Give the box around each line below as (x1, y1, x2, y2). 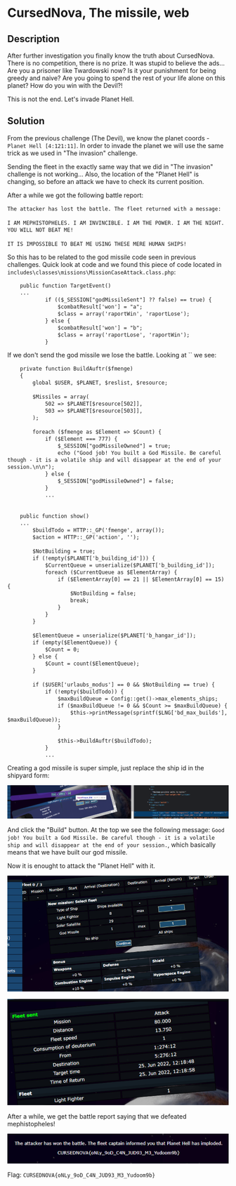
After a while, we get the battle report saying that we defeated (7, 1112, 188, 1121)
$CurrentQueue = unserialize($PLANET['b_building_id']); (44, 562, 216, 569)
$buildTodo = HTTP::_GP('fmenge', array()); (32, 527, 165, 534)
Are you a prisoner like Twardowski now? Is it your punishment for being (7, 67, 216, 74)
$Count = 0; (44, 646, 80, 653)
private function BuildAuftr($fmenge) (20, 365, 133, 372)
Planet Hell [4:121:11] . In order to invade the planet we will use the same (7, 141, 224, 150)
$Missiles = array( (32, 393, 90, 400)
